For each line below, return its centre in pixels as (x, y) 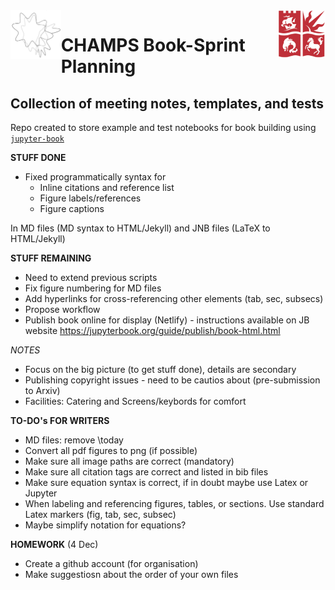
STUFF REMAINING (51, 258)
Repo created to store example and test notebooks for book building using (163, 127)
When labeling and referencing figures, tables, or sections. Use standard (174, 503)
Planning (98, 66)
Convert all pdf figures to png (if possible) (111, 450)
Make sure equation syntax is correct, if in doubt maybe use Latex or (166, 482)
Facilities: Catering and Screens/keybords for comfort (135, 401)
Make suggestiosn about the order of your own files (131, 574)
